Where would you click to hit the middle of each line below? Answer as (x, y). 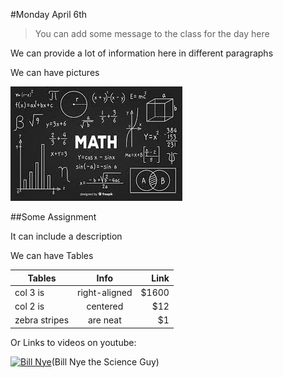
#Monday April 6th (49, 14)
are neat (104, 320)
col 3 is (29, 292)
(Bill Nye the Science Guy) (105, 361)
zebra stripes (42, 320)
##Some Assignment (53, 217)
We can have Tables (52, 255)
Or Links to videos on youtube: (73, 342)
